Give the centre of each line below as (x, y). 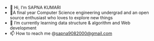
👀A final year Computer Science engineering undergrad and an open (79, 13)
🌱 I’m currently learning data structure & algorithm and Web (70, 23)
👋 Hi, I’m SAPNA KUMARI (35, 7)
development (23, 28)
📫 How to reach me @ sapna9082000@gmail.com (61, 33)
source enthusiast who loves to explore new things (61, 18)
